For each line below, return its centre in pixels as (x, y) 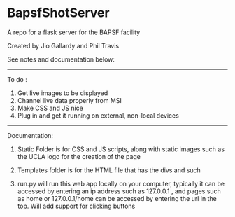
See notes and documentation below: (61, 59)
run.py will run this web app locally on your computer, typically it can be (121, 183)
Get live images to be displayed (63, 93)
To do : (17, 79)
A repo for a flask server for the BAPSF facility (74, 32)
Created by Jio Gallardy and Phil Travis (63, 45)
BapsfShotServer (58, 13)
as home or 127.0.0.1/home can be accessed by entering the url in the (117, 198)
